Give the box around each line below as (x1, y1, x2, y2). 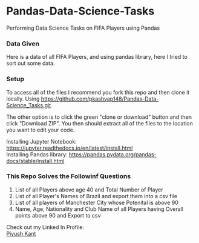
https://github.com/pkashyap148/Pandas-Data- (41, 95, 159, 102)
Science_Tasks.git (6, 101, 51, 108)
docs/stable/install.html (6, 157, 65, 164)
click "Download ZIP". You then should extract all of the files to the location (6, 119, 194, 127)
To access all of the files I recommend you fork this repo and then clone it (6, 88, 190, 96)
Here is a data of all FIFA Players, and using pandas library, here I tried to (6, 53, 188, 61)
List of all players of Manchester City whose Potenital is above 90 (15, 199, 178, 206)
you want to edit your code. (6, 126, 75, 133)
